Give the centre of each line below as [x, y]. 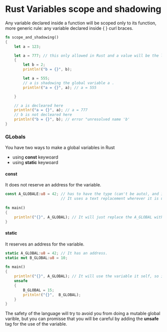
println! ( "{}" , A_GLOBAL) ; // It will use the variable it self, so [86, 276]
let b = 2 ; [34, 65]
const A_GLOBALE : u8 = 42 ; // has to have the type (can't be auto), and [82, 194]
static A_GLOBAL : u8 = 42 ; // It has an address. [56, 253]
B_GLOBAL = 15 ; [39, 290]
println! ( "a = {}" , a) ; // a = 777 [51, 110]
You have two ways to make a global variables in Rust [60, 148]
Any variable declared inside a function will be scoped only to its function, [81, 23]
